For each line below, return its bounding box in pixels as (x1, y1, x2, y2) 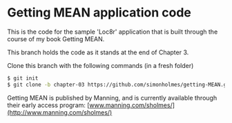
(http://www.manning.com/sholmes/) (7, 108, 113, 116)
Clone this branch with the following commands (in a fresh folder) (7, 61, 194, 69)
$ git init (7, 74, 39, 82)
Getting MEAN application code (7, 5, 192, 21)
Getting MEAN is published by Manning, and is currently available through (7, 93, 217, 102)
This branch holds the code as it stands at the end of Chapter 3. (7, 48, 189, 56)
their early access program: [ (7, 101, 90, 109)
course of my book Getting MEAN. (7, 34, 105, 43)
